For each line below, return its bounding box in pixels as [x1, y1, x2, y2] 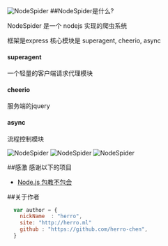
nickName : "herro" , [20, 213, 82, 220]
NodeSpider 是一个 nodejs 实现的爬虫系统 [7, 22, 128, 30]
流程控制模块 [7, 134, 44, 143]
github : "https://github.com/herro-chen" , [20, 226, 148, 233]
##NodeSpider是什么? [49, 7, 114, 15]
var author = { [13, 206, 58, 213]
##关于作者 [7, 192, 40, 201]
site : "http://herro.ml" [20, 220, 92, 226]
